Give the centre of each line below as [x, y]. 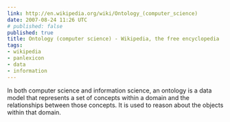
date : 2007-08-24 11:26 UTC [47, 20]
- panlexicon [26, 58]
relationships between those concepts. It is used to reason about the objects [115, 105]
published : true [30, 33]
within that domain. [34, 112]
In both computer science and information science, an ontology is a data [110, 90]
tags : [15, 45]
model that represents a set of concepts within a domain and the [99, 97]
